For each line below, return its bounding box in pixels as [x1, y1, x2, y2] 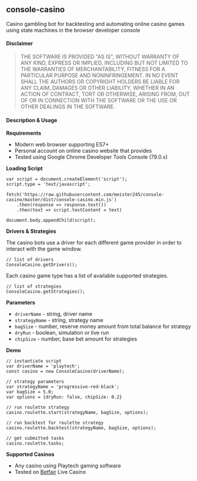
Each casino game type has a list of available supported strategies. [6, 272, 169, 279]
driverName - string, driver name [14, 310, 93, 318]
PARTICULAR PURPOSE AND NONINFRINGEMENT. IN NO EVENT [20, 72, 179, 79]
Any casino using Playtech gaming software [14, 462, 122, 469]
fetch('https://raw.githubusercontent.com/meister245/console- [6, 192, 165, 198]
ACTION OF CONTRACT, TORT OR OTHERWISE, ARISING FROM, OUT [20, 91, 190, 98]
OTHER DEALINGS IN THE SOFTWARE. [20, 103, 115, 111]
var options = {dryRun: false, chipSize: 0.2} [6, 394, 122, 400]
